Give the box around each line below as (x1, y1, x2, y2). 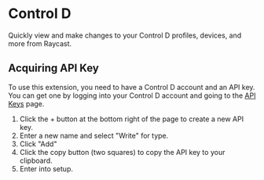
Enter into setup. (19, 164, 73, 173)
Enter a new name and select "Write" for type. (19, 131, 169, 140)
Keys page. (8, 99, 45, 108)
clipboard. (19, 156, 53, 165)
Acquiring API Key (8, 62, 100, 75)
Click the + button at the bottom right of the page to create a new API (19, 114, 244, 124)
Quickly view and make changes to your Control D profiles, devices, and (8, 31, 242, 40)
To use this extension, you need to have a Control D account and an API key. (8, 82, 255, 92)
